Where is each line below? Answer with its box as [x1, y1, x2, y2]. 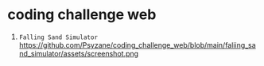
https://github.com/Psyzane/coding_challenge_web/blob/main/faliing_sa [18, 40, 256, 49]
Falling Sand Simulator [18, 33, 99, 41]
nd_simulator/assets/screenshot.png [18, 49, 139, 58]
